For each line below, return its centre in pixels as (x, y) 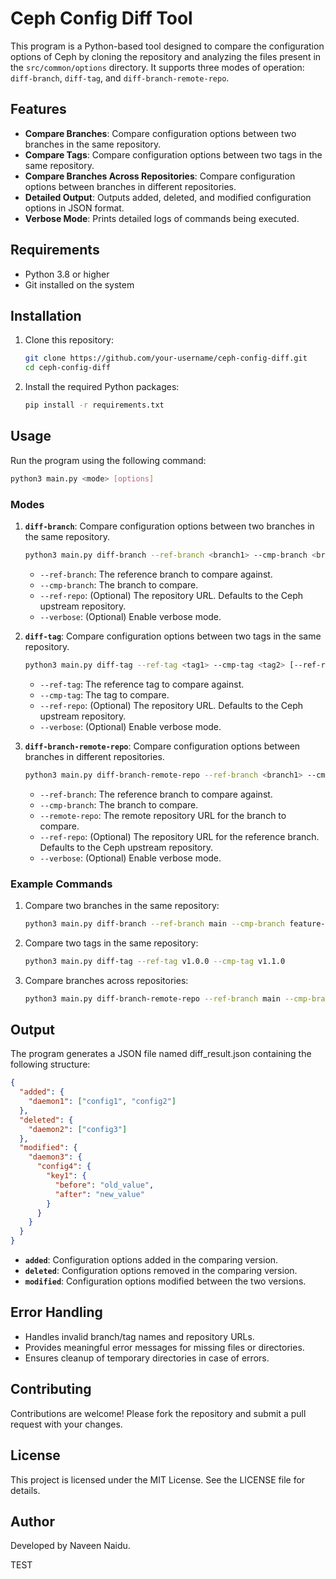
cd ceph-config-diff (67, 368)
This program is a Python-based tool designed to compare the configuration (167, 46)
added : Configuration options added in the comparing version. (151, 1260)
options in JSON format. (74, 208)
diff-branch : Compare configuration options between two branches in (169, 526)
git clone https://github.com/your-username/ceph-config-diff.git (166, 358)
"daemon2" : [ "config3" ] (78, 1129)
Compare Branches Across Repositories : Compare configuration (160, 176)
